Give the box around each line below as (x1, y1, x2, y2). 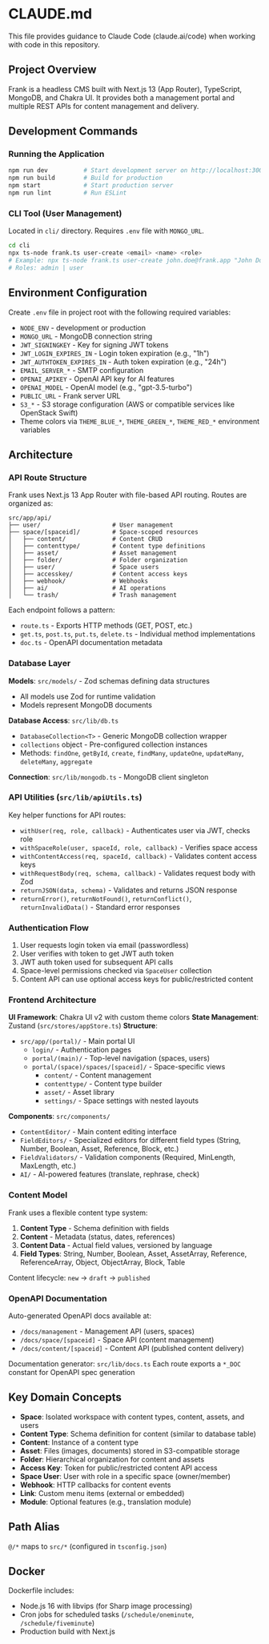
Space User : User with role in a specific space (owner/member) (19, 1471, 231, 1481)
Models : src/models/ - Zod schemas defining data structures (8, 676, 211, 685)
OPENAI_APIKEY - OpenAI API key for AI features (19, 374, 175, 383)
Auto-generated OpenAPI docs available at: (8, 1311, 152, 1321)
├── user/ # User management (8, 521, 174, 529)
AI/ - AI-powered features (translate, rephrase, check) (19, 1169, 200, 1179)
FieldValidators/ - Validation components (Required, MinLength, (19, 1153, 236, 1162)
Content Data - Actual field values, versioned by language (19, 1240, 213, 1249)
